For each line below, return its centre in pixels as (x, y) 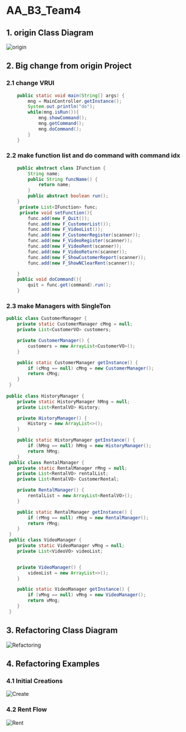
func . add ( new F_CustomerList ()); (70, 224)
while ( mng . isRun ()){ (53, 112)
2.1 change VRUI (31, 83)
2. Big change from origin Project (69, 66)
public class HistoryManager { (45, 396)
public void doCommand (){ (49, 279)
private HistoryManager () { (52, 418)
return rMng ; (44, 523)
